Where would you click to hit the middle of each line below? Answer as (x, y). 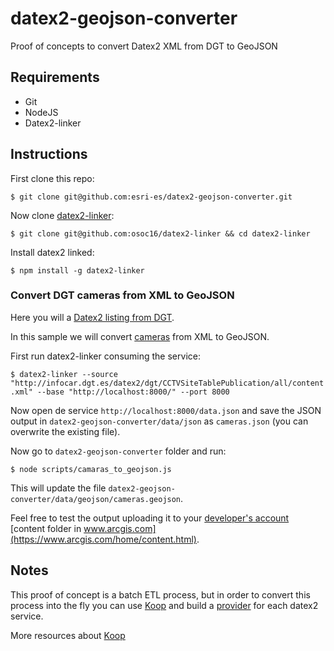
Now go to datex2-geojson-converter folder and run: (118, 451)
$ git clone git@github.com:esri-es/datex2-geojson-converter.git (151, 197)
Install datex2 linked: (52, 252)
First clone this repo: (52, 178)
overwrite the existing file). (65, 431)
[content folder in (46, 528)
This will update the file (58, 488)
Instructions (49, 154)
